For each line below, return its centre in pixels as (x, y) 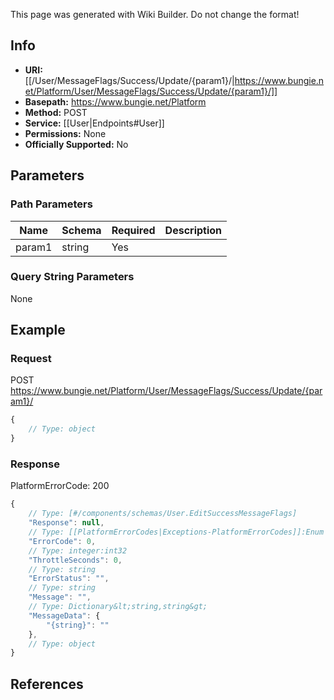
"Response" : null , (66, 523)
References (47, 684)
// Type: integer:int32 (78, 550)
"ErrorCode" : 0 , (62, 541)
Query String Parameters (72, 277)
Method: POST (56, 112)
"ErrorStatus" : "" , (69, 579)
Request (31, 359)
